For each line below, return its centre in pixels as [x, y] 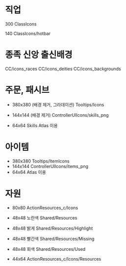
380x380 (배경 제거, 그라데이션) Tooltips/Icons [58, 105]
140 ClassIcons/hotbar [28, 33]
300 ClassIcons [21, 24]
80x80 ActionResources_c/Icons [45, 208]
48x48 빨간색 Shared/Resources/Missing [53, 239]
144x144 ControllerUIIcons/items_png [50, 166]
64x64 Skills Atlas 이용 [35, 125]
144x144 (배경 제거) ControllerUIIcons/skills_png [60, 115]
